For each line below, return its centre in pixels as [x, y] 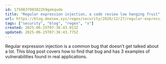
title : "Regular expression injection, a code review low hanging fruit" [83, 14]
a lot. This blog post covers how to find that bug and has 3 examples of [78, 51]
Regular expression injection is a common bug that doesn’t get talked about [82, 46]
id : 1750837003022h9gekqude [34, 10]
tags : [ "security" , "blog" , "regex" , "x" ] [49, 23]
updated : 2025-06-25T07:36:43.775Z [42, 32]
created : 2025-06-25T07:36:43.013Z [42, 28]
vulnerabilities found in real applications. [46, 56]
